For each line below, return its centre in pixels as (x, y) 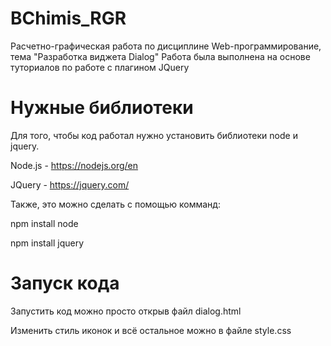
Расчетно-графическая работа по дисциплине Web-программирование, (166, 46)
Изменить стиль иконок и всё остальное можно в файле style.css (151, 330)
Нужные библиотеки (102, 108)
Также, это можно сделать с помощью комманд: (115, 204)
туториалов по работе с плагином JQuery (100, 67)
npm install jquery (47, 243)
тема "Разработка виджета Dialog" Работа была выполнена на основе (160, 56)
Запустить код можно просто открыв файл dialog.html (126, 311)
